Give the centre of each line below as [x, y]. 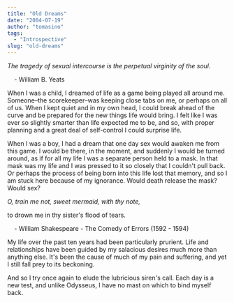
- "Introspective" [41, 40]
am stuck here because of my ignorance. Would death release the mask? [112, 181]
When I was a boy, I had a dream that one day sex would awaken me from [114, 143]
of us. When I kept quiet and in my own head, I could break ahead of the [111, 108]
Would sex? [24, 188]
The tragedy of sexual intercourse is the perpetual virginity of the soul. [109, 66]
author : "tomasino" [36, 27]
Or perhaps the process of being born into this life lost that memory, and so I [117, 173]
